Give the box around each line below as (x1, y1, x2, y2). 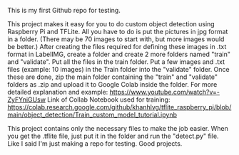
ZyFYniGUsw (7, 95, 46, 104)
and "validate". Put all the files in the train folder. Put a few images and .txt (7, 58, 225, 66)
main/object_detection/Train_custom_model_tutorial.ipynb (7, 110, 177, 119)
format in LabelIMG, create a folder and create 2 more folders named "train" (7, 50, 230, 58)
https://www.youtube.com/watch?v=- (109, 88, 220, 96)
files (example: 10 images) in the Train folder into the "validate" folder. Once (7, 65, 230, 73)
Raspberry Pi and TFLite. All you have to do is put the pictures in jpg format (7, 28, 228, 36)
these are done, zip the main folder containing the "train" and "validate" (7, 73, 218, 81)
